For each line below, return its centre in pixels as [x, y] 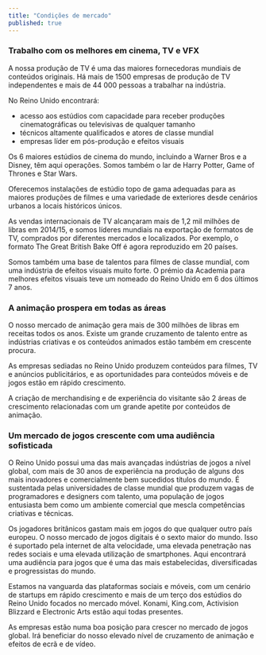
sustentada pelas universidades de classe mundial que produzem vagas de [131, 488]
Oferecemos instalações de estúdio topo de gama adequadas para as [122, 188]
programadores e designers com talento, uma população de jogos [116, 497]
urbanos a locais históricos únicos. [65, 205]
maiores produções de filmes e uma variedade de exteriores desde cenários [133, 197]
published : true [35, 23]
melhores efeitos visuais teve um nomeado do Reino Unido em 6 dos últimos [133, 278]
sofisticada [31, 446]
